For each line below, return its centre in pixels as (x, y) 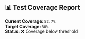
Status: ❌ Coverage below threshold (42, 31)
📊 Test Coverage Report (43, 7)
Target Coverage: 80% (27, 26)
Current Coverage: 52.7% (30, 21)
